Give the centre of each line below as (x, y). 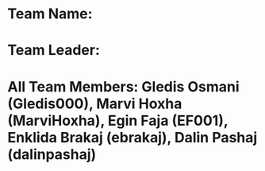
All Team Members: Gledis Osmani (123, 86)
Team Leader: (54, 51)
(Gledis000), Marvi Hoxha (95, 103)
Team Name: (50, 14)
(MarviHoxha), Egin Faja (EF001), (118, 120)
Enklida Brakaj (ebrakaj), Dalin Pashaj (132, 137)
